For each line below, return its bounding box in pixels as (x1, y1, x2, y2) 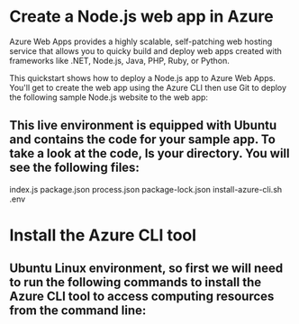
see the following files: (9, 160, 140, 175)
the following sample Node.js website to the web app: (9, 92, 209, 103)
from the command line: (9, 303, 147, 319)
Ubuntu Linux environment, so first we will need (9, 261, 284, 276)
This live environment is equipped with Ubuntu (9, 118, 277, 133)
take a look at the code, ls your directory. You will (9, 146, 290, 161)
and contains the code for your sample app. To (9, 132, 276, 148)
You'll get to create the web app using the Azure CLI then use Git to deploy (9, 82, 286, 93)
